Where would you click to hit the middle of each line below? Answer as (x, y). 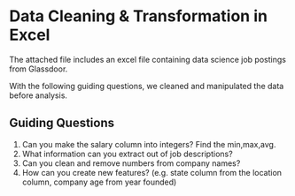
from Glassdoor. (39, 69)
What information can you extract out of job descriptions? (127, 154)
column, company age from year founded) (99, 182)
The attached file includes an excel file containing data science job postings (147, 59)
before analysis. (39, 95)
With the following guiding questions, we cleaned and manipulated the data (147, 86)
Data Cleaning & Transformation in (139, 16)
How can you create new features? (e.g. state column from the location (151, 172)
